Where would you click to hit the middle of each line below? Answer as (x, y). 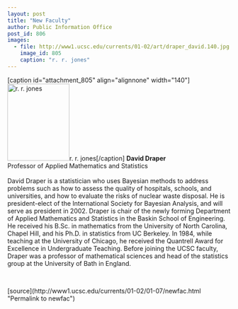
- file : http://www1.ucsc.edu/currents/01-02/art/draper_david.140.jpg (122, 47)
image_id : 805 (41, 54)
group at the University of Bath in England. (69, 263)
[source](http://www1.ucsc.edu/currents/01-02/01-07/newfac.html (104, 291)
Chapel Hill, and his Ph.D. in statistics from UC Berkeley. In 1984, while (110, 233)
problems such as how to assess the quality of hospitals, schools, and (109, 188)
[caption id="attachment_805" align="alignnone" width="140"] (98, 80)
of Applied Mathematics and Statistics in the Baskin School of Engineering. (116, 218)
